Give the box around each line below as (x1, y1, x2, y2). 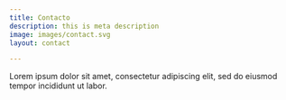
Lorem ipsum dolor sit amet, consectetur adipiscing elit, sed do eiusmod (9, 71, 278, 82)
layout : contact (9, 38, 70, 48)
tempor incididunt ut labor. (9, 80, 108, 91)
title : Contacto (9, 13, 70, 23)
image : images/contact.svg (9, 30, 111, 39)
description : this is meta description (9, 22, 160, 31)
